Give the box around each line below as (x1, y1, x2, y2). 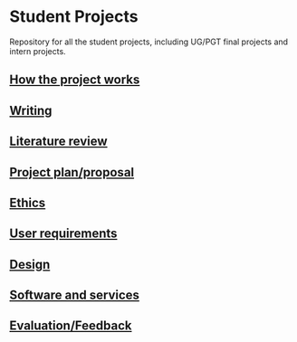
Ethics (9, 195, 46, 210)
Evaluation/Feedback (9, 318, 132, 334)
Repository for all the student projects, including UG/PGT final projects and (9, 36, 288, 47)
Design (9, 256, 51, 272)
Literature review (9, 134, 108, 149)
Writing (9, 102, 53, 119)
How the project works (9, 72, 140, 88)
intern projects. (9, 45, 66, 56)
